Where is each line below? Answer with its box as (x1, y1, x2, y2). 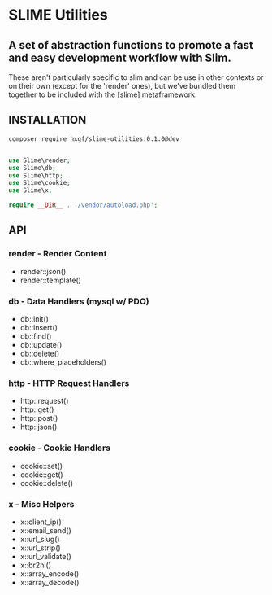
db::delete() (19, 348, 60, 359)
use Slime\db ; (8, 164, 57, 172)
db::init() (19, 314, 49, 324)
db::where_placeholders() (19, 357, 107, 367)
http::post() (19, 413, 58, 423)
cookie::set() (19, 461, 63, 470)
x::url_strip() (19, 543, 61, 553)
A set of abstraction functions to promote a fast (8, 38, 253, 52)
